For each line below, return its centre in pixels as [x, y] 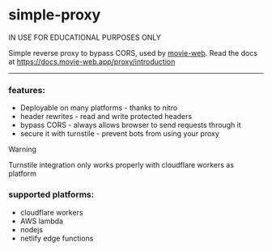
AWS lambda [41, 221]
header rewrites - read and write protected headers [106, 117]
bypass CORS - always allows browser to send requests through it [130, 125]
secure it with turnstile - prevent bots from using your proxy [120, 134]
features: [27, 90]
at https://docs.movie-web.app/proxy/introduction [92, 62]
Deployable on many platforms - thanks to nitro [99, 108]
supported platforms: [51, 194]
